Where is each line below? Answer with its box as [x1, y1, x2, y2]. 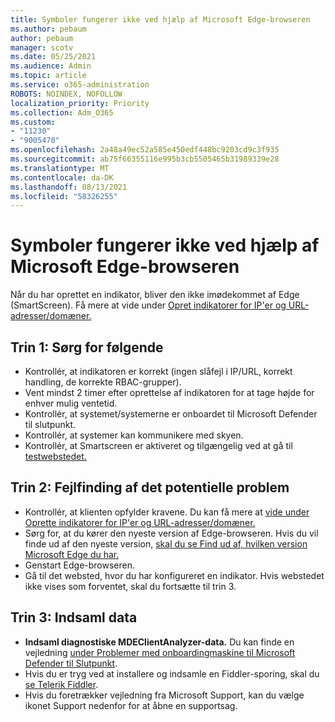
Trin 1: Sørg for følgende [10, 339, 164, 356]
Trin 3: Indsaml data [10, 609, 138, 626]
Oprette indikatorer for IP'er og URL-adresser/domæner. [24, 516, 256, 528]
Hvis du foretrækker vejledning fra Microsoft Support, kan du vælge [24, 689, 305, 701]
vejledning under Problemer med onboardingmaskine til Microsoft [24, 646, 296, 658]
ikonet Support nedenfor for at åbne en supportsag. [24, 699, 238, 711]
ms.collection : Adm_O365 [10, 107, 114, 118]
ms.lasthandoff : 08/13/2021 [10, 182, 128, 192]
